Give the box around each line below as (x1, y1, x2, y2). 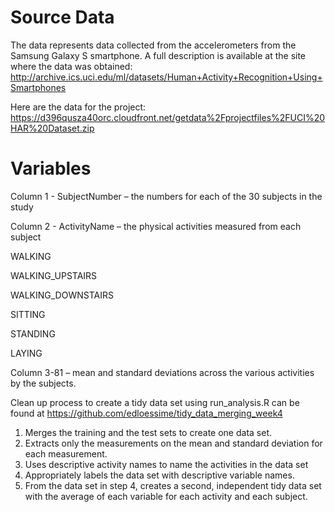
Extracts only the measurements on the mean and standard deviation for (24, 437, 323, 449)
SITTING (10, 308, 46, 320)
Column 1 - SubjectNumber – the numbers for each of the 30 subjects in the (10, 190, 323, 202)
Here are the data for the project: (10, 101, 147, 113)
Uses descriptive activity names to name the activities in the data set (24, 458, 309, 470)
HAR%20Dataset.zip (10, 122, 95, 134)
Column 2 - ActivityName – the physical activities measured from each (10, 220, 302, 232)
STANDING (10, 327, 56, 340)
